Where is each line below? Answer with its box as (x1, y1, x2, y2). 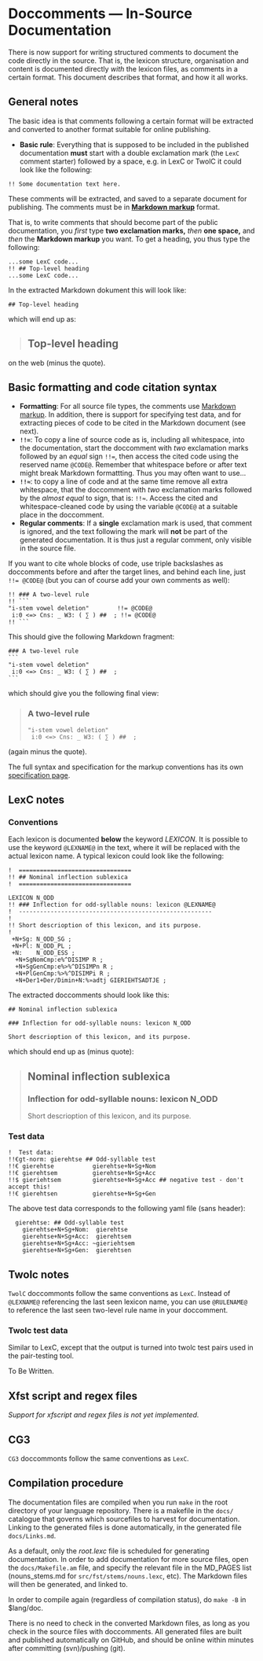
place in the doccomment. (19, 510, 104, 520)
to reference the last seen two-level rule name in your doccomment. (8, 1306, 228, 1315)
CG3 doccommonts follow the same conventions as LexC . (8, 1454, 190, 1464)
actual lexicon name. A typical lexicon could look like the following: (8, 851, 225, 861)
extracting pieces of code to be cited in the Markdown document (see (19, 418, 246, 428)
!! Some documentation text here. (8, 180, 122, 188)
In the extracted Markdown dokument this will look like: (8, 285, 187, 295)
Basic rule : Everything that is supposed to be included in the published (19, 139, 250, 149)
